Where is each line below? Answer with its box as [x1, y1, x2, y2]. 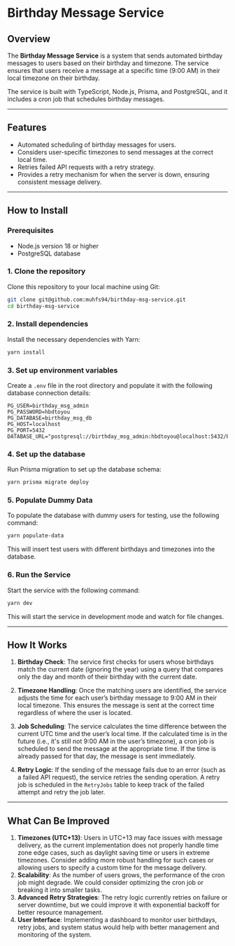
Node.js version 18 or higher [17, 241, 99, 250]
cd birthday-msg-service [7, 302, 80, 309]
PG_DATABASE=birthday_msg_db [7, 415, 92, 422]
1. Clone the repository [7, 267, 86, 277]
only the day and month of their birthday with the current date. [17, 672, 197, 681]
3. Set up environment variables [7, 365, 118, 375]
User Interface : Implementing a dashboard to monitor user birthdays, [17, 916, 218, 924]
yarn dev [7, 599, 33, 606]
